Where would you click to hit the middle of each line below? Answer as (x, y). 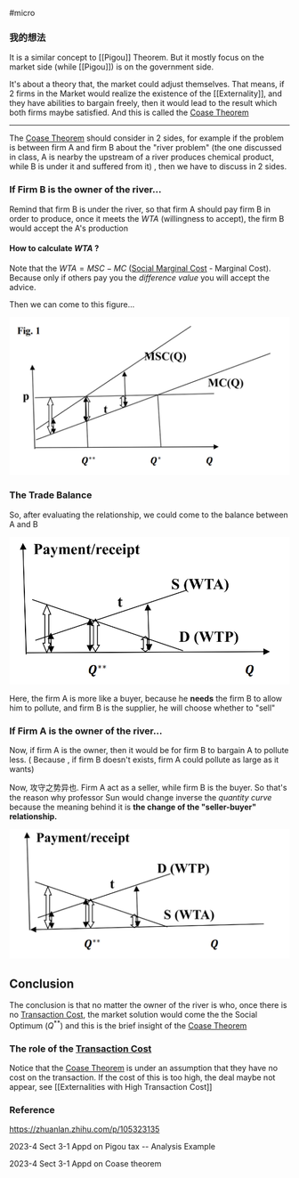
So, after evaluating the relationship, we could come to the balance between (149, 515)
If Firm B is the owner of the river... (85, 190)
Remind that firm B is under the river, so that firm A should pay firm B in (140, 209)
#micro (22, 13)
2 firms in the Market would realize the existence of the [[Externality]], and (145, 93)
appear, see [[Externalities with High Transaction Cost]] (111, 1087)
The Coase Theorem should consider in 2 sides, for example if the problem (147, 138)
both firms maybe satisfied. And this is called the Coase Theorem (129, 113)
